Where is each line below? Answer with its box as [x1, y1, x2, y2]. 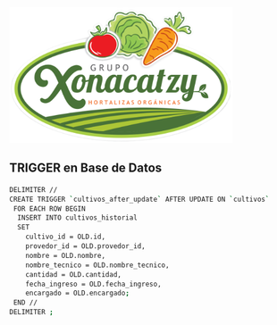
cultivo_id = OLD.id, [25, 232, 105, 242]
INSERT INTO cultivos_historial [17, 213, 138, 222]
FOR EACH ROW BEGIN [13, 204, 87, 213]
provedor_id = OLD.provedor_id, [25, 242, 146, 251]
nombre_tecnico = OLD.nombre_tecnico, [25, 261, 170, 270]
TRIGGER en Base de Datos [9, 161, 163, 176]
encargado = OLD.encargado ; [25, 288, 130, 298]
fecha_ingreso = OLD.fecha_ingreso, [25, 279, 163, 288]
